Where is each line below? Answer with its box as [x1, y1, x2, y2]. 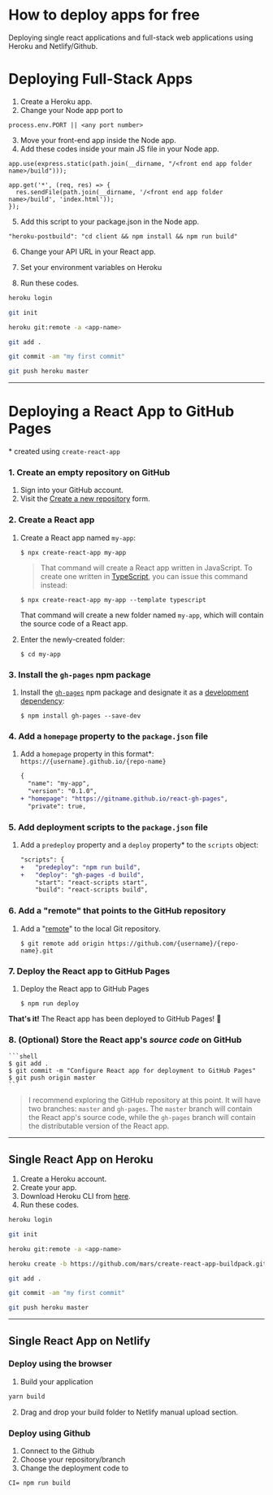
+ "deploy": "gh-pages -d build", [19, 870, 145, 879]
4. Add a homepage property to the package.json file [8, 730, 209, 742]
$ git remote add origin [19, 939, 105, 948]
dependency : [19, 695, 65, 705]
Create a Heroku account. [19, 1174, 107, 1183]
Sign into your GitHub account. [19, 486, 123, 495]
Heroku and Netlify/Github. [8, 41, 98, 50]
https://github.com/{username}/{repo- [107, 939, 240, 948]
